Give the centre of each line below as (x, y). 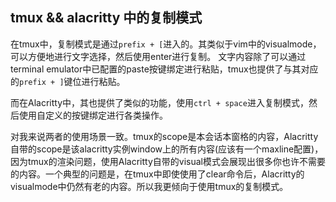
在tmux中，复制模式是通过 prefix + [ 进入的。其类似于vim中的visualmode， (166, 44)
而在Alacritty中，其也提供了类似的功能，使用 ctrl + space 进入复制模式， (159, 102)
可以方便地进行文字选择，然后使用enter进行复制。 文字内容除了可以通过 (158, 56)
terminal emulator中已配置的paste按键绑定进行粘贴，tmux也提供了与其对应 (164, 69)
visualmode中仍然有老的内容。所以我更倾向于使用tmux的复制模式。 (149, 186)
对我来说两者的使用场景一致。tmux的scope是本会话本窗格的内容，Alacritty (164, 136)
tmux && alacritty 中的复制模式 (106, 18)
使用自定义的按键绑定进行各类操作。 (93, 115)
